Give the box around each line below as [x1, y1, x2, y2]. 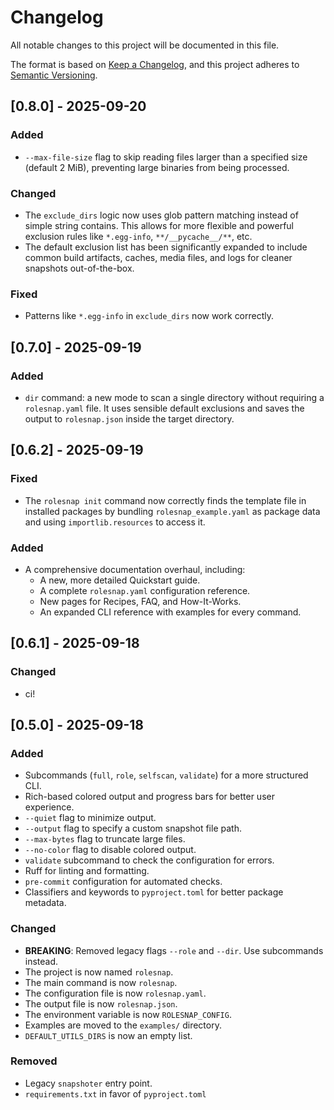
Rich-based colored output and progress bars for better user [24, 791, 275, 803]
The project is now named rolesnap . [24, 966, 174, 978]
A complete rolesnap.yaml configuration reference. [39, 584, 251, 596]
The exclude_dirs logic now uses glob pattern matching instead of [24, 209, 299, 221]
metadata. [24, 897, 67, 909]
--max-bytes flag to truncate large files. [24, 833, 186, 845]
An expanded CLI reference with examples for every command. [39, 606, 302, 618]
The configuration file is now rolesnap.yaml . [24, 987, 207, 999]
